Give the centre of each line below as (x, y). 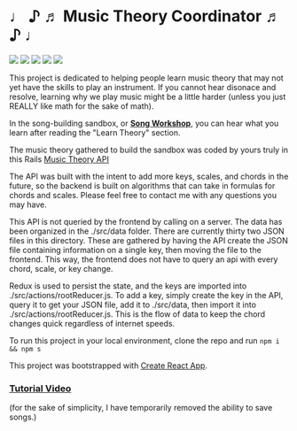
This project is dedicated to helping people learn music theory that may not (146, 78)
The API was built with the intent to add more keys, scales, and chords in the (149, 176)
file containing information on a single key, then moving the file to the (135, 250)
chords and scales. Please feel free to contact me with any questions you (143, 195)
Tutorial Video (40, 389)
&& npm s (25, 349)
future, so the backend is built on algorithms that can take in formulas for (142, 185)
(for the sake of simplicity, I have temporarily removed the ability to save (141, 408)
